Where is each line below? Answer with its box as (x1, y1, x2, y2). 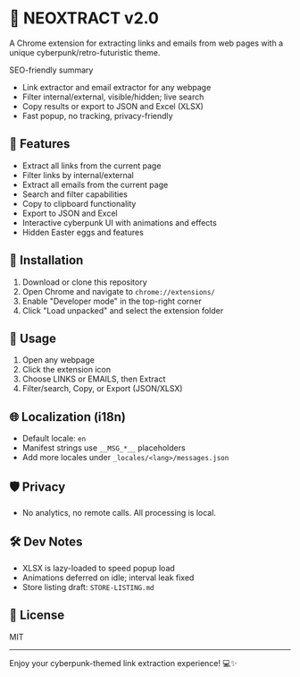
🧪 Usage (9, 330, 56, 346)
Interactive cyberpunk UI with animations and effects (21, 217, 217, 227)
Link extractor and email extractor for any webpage (21, 81, 212, 92)
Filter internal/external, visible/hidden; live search (21, 91, 204, 102)
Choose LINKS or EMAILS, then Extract (21, 373, 166, 384)
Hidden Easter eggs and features (21, 227, 145, 237)
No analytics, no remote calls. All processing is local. (21, 508, 217, 518)
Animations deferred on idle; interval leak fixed (21, 572, 195, 583)
